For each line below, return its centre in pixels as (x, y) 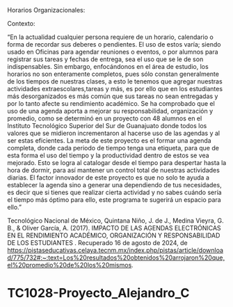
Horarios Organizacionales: (46, 10)
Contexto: (21, 23)
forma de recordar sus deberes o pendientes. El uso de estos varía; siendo (114, 44)
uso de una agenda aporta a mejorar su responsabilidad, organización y (110, 111)
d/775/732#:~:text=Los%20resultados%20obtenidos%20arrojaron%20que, (116, 258)
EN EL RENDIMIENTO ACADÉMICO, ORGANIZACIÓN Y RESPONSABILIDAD (114, 235)
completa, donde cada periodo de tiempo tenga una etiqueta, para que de (113, 148)
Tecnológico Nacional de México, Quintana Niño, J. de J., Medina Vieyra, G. (115, 221)
